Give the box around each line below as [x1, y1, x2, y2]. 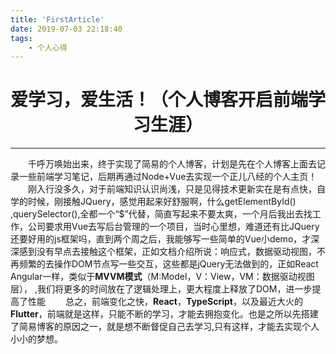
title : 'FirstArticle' [10, 14, 105, 25]
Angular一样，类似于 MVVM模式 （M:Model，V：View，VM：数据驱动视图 [10, 271, 315, 283]
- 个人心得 [28, 42, 68, 53]
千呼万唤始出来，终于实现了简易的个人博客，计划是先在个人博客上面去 [28, 158, 317, 170]
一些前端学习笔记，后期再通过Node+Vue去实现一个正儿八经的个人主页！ [18, 171, 318, 183]
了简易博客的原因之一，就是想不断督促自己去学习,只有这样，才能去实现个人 [10, 321, 320, 333]
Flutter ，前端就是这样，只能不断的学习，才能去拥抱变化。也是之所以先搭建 [10, 308, 319, 320]
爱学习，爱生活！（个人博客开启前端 [10, 89, 309, 111]
